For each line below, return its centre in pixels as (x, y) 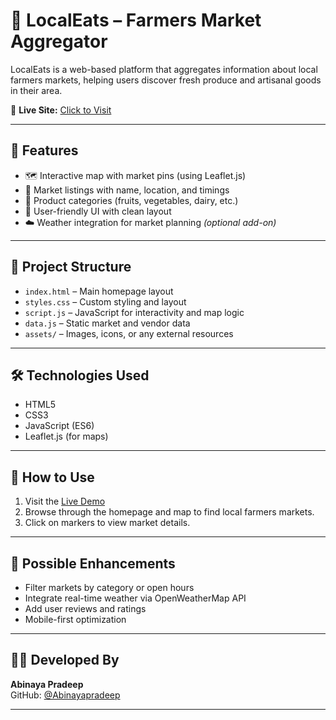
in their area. (36, 90)
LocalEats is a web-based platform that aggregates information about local (164, 69)
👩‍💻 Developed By (65, 660)
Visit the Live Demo (65, 501)
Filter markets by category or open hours (109, 587)
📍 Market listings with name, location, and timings (127, 190)
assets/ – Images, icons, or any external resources (129, 333)
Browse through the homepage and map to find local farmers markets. (169, 512)
